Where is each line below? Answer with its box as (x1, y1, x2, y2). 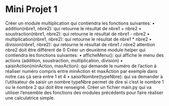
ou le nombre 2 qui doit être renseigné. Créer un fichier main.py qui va (5, 84, 152, 90)
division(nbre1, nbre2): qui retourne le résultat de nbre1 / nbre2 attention (5, 41, 155, 47)
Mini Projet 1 (5, 4, 58, 15)
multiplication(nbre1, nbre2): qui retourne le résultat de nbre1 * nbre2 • (5, 36, 152, 42)
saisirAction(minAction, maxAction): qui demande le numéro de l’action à (5, 63, 157, 69)
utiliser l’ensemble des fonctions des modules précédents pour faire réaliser (5, 89, 163, 95)
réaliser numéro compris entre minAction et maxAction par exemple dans (5, 68, 158, 74)
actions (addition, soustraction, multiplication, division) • (5, 57, 123, 63)
